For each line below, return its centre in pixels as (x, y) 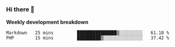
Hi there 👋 (21, 9)
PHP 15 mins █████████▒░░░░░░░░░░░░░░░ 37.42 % (87, 38)
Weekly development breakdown (47, 22)
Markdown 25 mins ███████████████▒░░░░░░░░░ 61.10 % (87, 33)
